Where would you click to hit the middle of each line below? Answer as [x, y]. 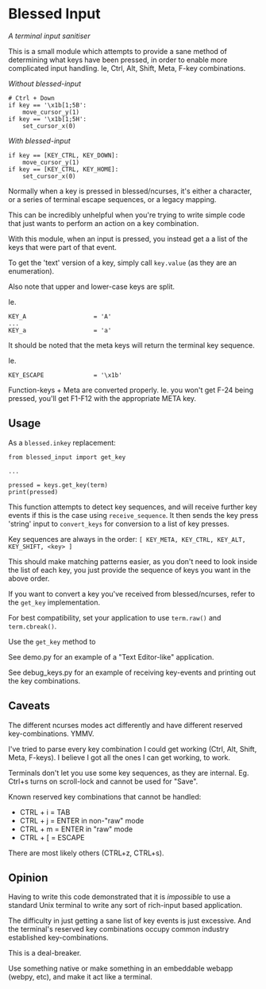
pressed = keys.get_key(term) [58, 485]
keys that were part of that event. [63, 247]
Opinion [28, 877]
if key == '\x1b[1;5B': [48, 105]
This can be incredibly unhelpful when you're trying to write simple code [127, 215]
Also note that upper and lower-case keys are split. [92, 286]
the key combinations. [44, 680]
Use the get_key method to [52, 641]
